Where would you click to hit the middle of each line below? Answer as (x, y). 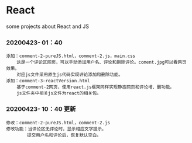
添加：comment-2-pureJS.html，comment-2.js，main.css (71, 56)
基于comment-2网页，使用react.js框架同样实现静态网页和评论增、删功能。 (95, 87)
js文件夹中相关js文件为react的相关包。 (59, 93)
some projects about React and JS (48, 26)
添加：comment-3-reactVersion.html (48, 81)
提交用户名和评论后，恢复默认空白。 (64, 135)
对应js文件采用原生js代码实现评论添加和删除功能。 (70, 75)
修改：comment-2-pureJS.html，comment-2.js (58, 123)
